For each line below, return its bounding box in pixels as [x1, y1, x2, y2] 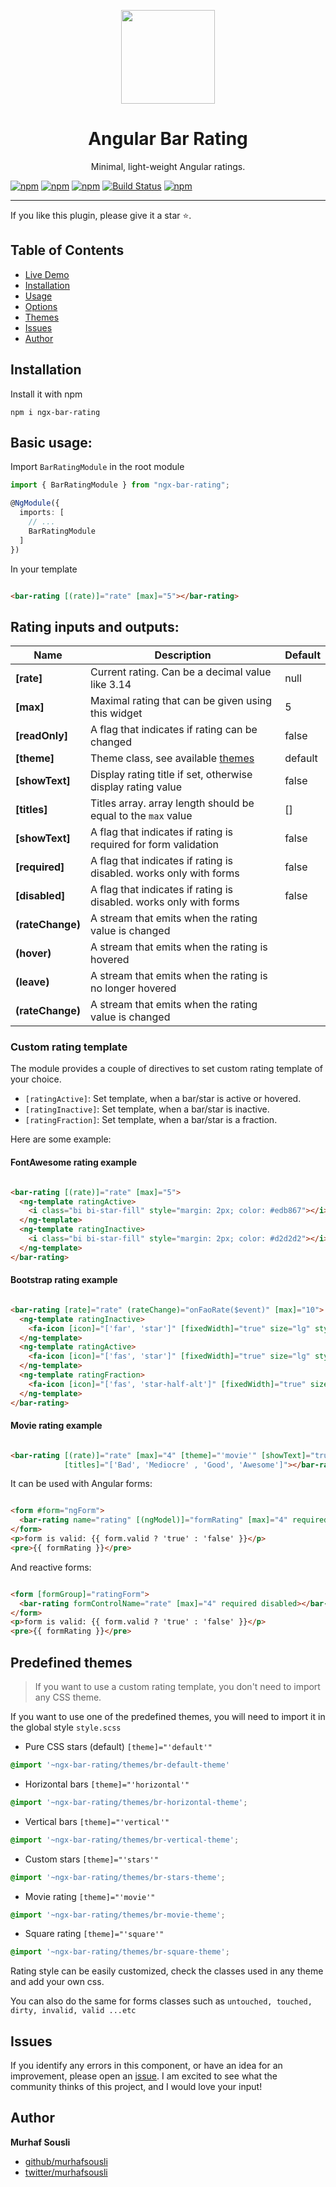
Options [24, 300, 58, 312]
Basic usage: [10, 434, 93, 451]
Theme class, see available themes [90, 751, 255, 765]
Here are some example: [10, 1133, 112, 1145]
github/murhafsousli [24, 2155, 108, 2167]
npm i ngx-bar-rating [10, 407, 101, 417]
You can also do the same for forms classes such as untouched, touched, [10, 1995, 313, 2007]
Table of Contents [10, 242, 125, 259]
